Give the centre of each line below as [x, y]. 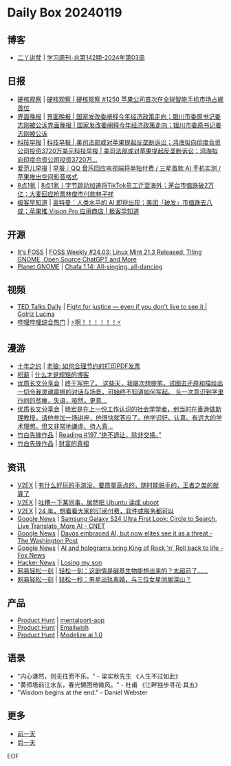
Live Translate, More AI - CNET [61, 526]
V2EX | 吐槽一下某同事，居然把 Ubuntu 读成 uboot [88, 502]
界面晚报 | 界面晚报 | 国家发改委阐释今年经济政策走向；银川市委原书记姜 [119, 116]
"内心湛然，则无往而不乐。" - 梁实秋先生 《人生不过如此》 [99, 676]
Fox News [31, 555]
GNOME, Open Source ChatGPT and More [77, 259]
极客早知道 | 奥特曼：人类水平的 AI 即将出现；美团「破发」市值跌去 [112, 202]
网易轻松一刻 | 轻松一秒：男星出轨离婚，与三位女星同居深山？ [104, 579]
